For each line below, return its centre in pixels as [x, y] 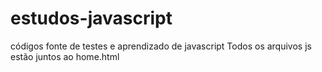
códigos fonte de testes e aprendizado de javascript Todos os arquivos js [161, 46]
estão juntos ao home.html [65, 56]
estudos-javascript [91, 18]
